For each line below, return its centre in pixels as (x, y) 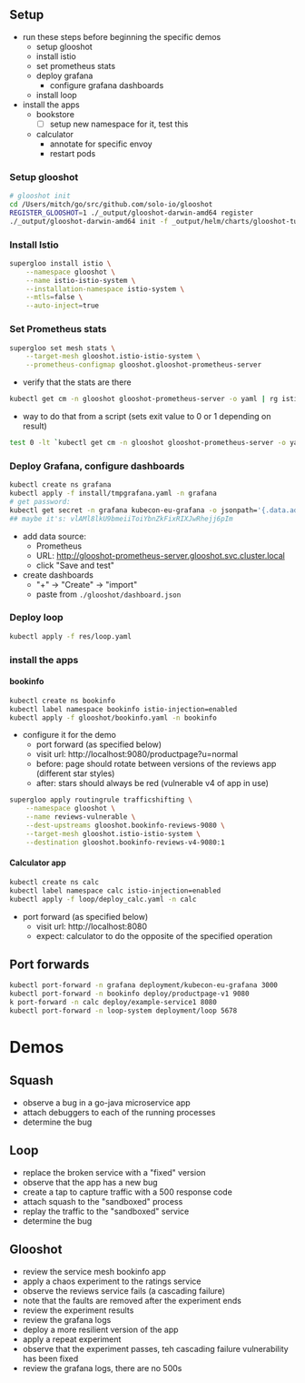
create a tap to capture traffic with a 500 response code (128, 1192)
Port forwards (49, 964)
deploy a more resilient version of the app (100, 1329)
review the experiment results (78, 1310)
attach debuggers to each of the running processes (119, 1112)
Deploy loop (36, 618)
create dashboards (58, 575)
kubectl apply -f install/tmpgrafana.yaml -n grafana (113, 494)
